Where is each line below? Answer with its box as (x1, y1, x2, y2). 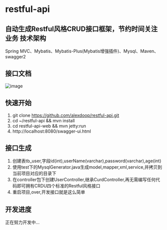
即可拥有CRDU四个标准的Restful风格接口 (16, 183, 101, 189)
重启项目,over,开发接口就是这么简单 (12, 189, 86, 195)
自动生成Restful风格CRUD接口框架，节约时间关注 (5, 24, 158, 33)
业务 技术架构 (5, 34, 46, 42)
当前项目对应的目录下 (12, 171, 56, 177)
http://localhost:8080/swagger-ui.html (12, 128, 91, 134)
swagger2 (5, 54, 26, 59)
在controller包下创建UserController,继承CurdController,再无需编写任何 (12, 177, 156, 183)
